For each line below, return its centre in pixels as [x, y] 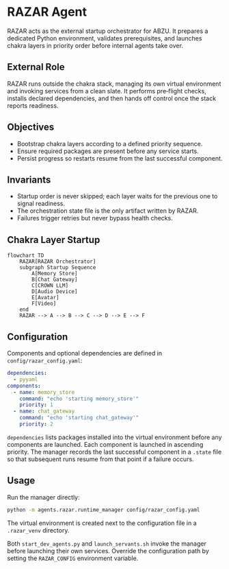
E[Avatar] [45, 298]
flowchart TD [26, 256]
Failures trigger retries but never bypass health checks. [95, 218]
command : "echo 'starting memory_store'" [79, 399]
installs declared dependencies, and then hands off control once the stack [112, 98]
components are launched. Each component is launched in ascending [105, 444]
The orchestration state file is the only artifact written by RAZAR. [108, 211]
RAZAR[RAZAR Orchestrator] [58, 262]
